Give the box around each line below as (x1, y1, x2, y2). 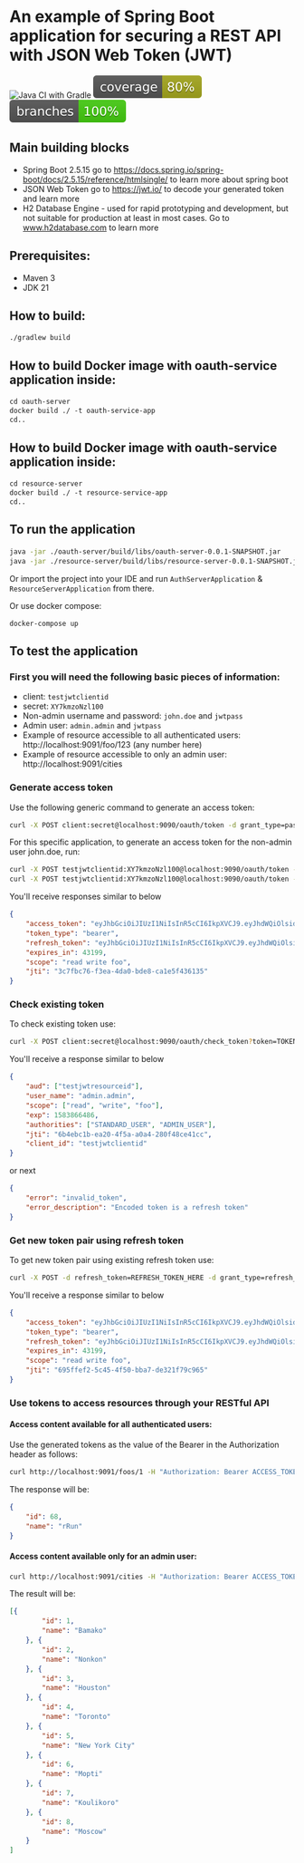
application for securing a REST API (9, 25, 282, 46)
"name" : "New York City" (42, 1741, 136, 1750)
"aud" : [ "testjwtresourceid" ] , (25, 1082, 144, 1091)
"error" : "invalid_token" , (25, 1193, 128, 1202)
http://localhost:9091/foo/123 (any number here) (22, 739, 203, 750)
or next (9, 1165, 36, 1176)
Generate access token (9, 781, 113, 794)
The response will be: (9, 1483, 90, 1494)
